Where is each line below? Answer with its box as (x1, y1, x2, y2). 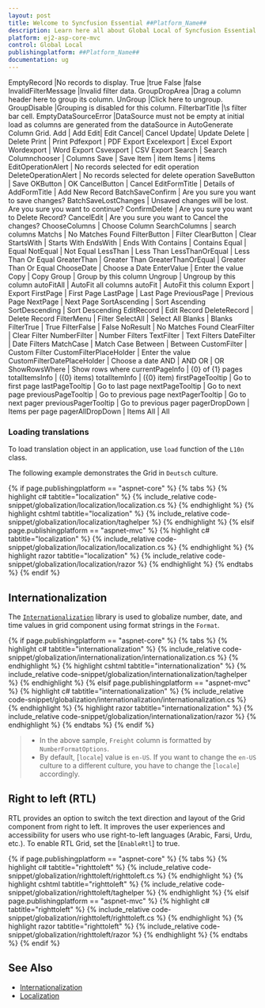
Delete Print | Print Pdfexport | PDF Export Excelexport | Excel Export (8, 137, 233, 146)
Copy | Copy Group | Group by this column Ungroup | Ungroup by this (8, 271, 236, 281)
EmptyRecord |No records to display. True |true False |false (8, 77, 202, 87)
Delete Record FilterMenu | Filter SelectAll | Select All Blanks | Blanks (8, 314, 233, 323)
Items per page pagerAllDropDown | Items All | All (8, 406, 170, 416)
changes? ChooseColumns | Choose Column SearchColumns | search (8, 221, 237, 230)
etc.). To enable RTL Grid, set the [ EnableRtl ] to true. (8, 838, 180, 848)
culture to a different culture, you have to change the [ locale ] (39, 760, 240, 770)
